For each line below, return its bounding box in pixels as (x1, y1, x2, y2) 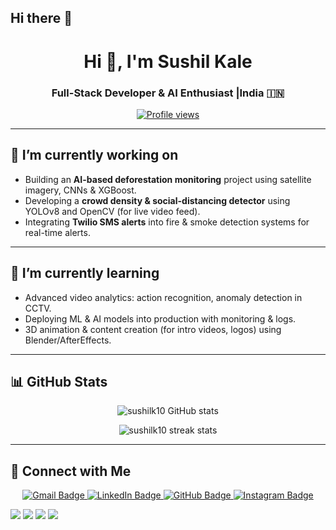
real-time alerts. (24, 226, 91, 238)
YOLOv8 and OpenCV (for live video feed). (24, 205, 201, 217)
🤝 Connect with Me (10, 462, 132, 480)
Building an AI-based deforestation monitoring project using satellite (24, 173, 312, 185)
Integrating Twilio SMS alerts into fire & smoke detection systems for (24, 216, 310, 228)
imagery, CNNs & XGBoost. (24, 184, 137, 196)
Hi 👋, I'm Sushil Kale (83, 50, 253, 73)
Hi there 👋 (10, 10, 73, 27)
